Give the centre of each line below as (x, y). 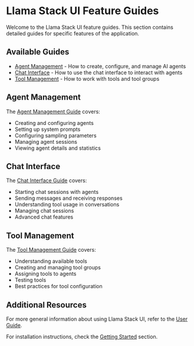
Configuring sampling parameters (55, 135)
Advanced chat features (44, 217)
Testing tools (30, 280)
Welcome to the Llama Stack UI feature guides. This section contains (90, 27)
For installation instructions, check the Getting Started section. (82, 337)
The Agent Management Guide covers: (53, 111)
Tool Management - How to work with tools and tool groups (87, 78)
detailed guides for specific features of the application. (73, 33)
